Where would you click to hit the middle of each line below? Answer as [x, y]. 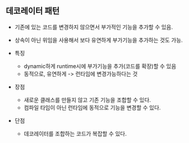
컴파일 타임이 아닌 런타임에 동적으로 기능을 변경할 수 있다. [92, 107]
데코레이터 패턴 [33, 11]
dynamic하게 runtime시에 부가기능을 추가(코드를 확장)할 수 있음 [100, 66]
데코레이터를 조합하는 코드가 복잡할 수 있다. [75, 133]
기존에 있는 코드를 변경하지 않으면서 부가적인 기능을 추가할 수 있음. [94, 27]
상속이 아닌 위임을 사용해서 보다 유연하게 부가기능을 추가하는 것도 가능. [98, 40]
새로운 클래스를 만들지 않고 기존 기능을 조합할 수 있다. [87, 99]
